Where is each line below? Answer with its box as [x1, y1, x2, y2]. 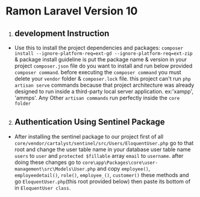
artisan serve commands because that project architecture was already [14, 81, 195, 89]
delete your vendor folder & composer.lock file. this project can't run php [14, 75, 191, 82]
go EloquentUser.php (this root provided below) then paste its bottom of [14, 178, 191, 185]
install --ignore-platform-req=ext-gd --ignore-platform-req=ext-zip [14, 51, 193, 57]
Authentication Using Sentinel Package [14, 117, 165, 127]
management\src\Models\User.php [14, 166, 96, 172]
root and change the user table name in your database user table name [14, 146, 191, 153]
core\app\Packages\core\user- [82, 160, 158, 166]
